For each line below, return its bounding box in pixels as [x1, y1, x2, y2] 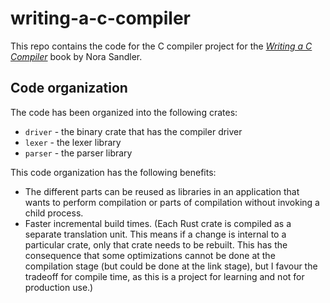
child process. [24, 207, 84, 219]
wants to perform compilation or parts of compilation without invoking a [24, 196, 320, 208]
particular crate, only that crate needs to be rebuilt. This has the [24, 238, 288, 251]
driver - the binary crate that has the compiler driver [24, 125, 243, 137]
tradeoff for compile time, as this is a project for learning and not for [24, 270, 305, 282]
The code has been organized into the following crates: [10, 106, 238, 118]
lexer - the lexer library [24, 136, 122, 148]
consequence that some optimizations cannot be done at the [24, 249, 276, 261]
